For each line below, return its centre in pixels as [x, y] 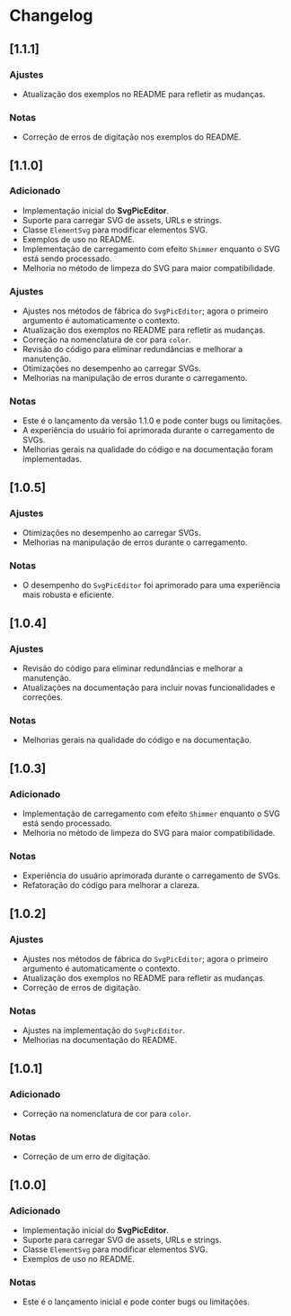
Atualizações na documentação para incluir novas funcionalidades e [149, 688]
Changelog [51, 16]
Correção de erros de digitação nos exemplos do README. [132, 137]
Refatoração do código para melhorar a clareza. [111, 885]
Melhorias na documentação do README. [100, 1040]
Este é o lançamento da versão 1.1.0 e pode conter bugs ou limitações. [152, 421]
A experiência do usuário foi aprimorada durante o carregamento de [149, 431]
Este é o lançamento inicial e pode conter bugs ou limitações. [136, 1302]
